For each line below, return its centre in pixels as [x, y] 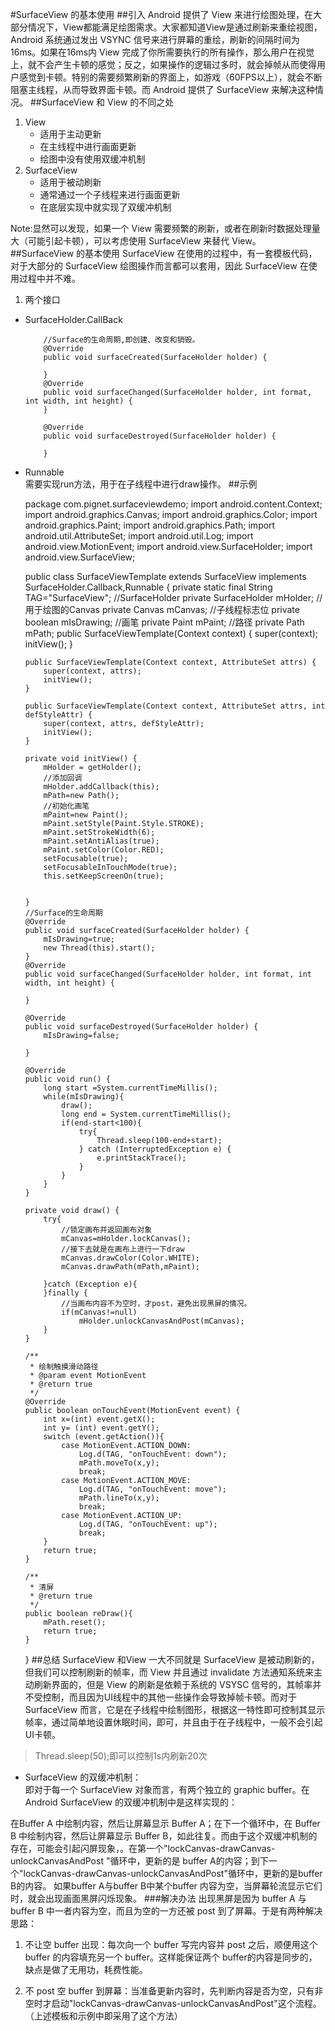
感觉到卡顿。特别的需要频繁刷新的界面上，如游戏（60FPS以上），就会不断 [170, 77]
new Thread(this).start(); [99, 948]
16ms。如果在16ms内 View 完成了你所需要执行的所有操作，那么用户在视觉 [162, 52]
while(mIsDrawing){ [84, 1097]
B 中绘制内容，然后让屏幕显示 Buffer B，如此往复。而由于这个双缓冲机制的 [164, 1836]
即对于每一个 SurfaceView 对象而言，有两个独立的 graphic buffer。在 [167, 1789]
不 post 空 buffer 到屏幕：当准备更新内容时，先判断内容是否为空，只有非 [174, 1991]
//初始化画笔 [66, 806]
